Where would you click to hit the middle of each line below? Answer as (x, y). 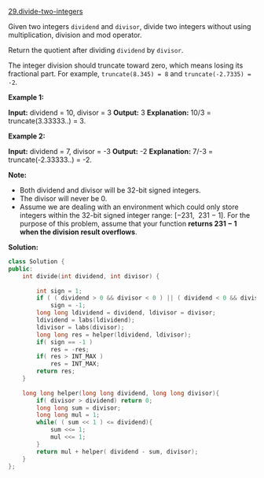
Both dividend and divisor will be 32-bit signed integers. (110, 190)
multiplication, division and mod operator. (75, 35)
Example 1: (26, 97)
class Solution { (37, 262)
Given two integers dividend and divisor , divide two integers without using (130, 26)
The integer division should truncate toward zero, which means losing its (126, 65)
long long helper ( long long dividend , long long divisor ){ (121, 393)
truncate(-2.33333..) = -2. (50, 160)
